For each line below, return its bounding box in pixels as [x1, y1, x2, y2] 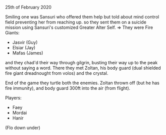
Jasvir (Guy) [12, 39, 38, 45]
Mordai [12, 110, 27, 116]
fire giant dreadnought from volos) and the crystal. [5, 70, 109, 76]
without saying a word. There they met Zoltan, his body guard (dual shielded [5, 65, 161, 71]
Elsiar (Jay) [12, 45, 36, 50]
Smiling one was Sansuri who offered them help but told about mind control [5, 14, 160, 19]
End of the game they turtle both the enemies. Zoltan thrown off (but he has [5, 80, 160, 86]
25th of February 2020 [5, 4, 52, 10]
